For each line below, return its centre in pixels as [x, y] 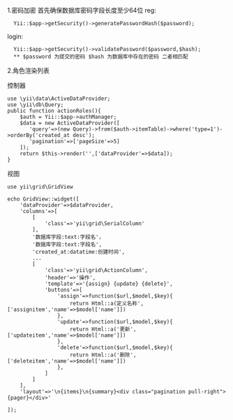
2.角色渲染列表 [29, 71]
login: [15, 36]
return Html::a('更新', [103, 329]
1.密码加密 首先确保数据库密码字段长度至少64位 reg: [82, 10]
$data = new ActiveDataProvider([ [70, 123]
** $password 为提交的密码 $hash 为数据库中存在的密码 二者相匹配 [101, 57]
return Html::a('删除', [103, 355]
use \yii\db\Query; [36, 105]
